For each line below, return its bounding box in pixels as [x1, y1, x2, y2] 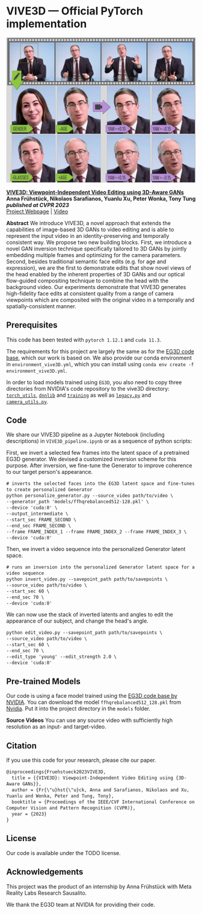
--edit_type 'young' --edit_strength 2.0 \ [6, 654, 117, 660]
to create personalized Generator [6, 487, 93, 493]
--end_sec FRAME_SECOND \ [6, 523, 71, 529]
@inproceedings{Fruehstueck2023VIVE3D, [6, 769, 106, 775]
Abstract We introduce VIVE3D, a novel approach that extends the [6, 219, 171, 226]
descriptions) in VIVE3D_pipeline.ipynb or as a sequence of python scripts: [6, 438, 192, 445]
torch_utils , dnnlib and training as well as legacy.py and [6, 391, 151, 399]
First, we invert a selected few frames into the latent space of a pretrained [6, 449, 189, 456]
